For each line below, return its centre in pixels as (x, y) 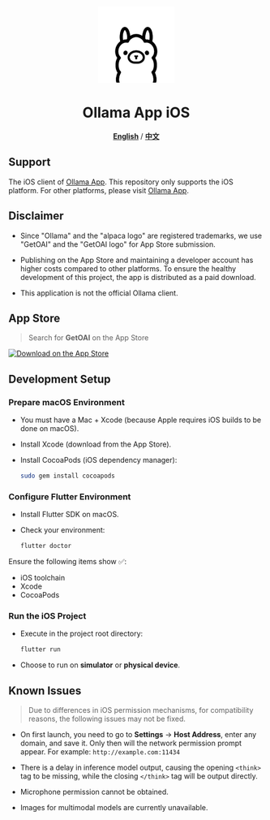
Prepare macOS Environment (67, 402)
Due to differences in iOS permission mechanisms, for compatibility (141, 710)
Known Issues (45, 691)
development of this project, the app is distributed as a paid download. (138, 277)
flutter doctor (46, 546)
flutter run (40, 650)
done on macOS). (49, 429)
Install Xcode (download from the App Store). (96, 444)
